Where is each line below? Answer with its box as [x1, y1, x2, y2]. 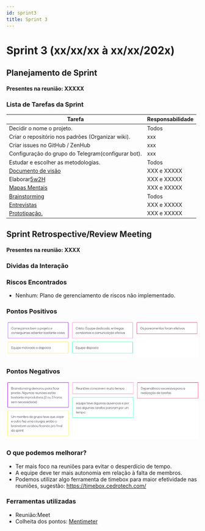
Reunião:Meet [15, 511, 51, 518]
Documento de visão [9, 167, 61, 174]
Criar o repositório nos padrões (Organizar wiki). [9, 133, 131, 140]
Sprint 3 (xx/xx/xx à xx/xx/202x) [6, 43, 175, 58]
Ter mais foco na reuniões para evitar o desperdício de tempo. [15, 462, 172, 470]
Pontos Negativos [6, 367, 60, 376]
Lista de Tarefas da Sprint [6, 100, 84, 108]
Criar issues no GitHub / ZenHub [9, 141, 90, 149]
